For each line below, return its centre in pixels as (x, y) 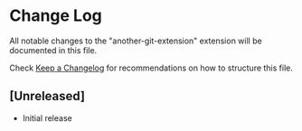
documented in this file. (53, 50)
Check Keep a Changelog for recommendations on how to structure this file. (151, 68)
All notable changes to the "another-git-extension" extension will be (136, 41)
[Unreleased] (47, 96)
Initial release (47, 117)
